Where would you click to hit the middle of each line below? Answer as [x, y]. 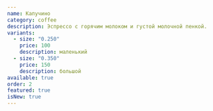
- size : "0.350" [36, 59]
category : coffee [32, 20]
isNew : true [24, 97]
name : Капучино [29, 13]
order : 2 [20, 84]
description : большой [50, 71]
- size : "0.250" [36, 39]
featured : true [29, 90]
